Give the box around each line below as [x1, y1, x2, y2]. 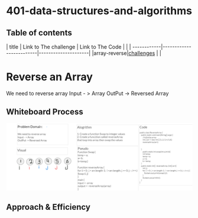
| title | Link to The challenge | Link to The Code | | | [6, 43, 131, 50]
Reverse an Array [6, 70, 93, 84]
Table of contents [6, 28, 72, 38]
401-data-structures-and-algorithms [6, 4, 192, 18]
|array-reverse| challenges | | [92, 50, 161, 57]
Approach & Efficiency [6, 202, 90, 212]
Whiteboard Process [6, 107, 84, 117]
